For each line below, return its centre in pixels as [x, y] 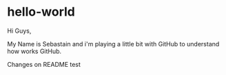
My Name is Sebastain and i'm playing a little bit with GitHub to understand [113, 44]
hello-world [41, 12]
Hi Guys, [19, 31]
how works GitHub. [34, 51]
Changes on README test [44, 64]
